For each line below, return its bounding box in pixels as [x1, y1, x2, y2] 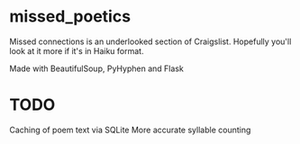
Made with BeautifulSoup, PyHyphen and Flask [9, 63, 185, 74]
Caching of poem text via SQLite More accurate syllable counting [9, 124, 251, 135]
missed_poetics [9, 6, 132, 27]
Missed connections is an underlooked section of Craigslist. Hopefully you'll [9, 36, 292, 47]
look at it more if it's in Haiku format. [9, 45, 144, 56]
